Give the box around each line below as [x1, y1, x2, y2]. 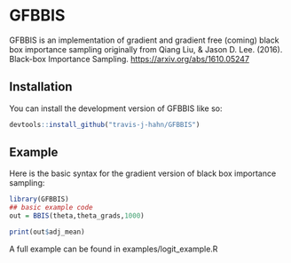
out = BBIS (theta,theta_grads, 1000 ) [9, 211, 145, 220]
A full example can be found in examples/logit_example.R [9, 243, 218, 254]
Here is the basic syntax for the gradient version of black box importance [9, 168, 277, 179]
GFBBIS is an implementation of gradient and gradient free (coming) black [9, 35, 279, 45]
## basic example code [9, 203, 93, 212]
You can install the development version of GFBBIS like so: [9, 103, 223, 114]
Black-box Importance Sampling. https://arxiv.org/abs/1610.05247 [9, 53, 250, 64]
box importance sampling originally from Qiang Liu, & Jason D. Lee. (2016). [9, 44, 283, 54]
